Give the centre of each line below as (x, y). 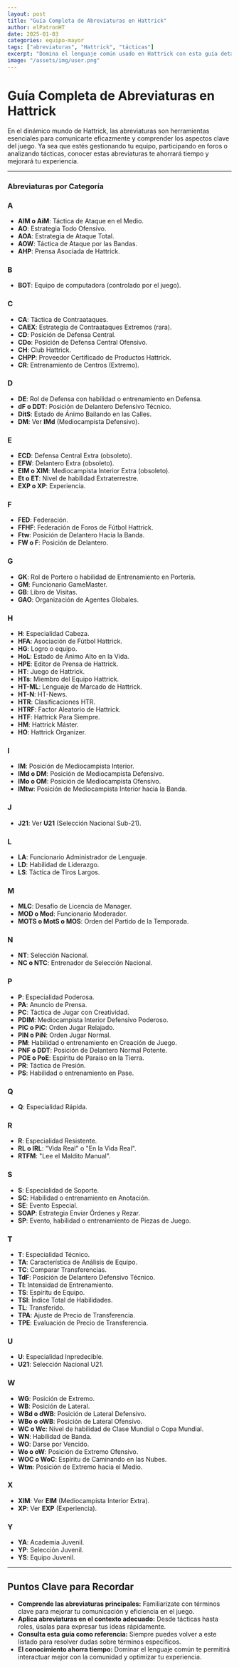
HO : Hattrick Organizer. (52, 732)
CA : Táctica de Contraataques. (63, 319)
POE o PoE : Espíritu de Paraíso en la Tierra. (81, 1058)
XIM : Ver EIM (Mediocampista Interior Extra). (84, 1500)
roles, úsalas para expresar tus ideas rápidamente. (92, 1626)
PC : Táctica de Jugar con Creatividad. (73, 1012)
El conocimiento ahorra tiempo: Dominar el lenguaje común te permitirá (124, 1649)
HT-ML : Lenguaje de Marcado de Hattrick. (80, 687)
